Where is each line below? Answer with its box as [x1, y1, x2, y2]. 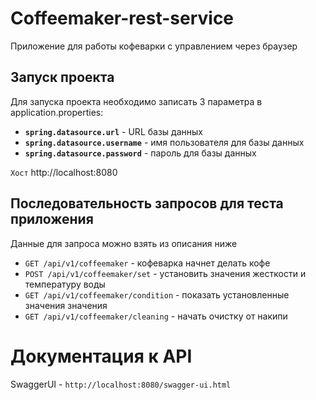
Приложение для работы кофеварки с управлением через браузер [10, 40, 298, 52]
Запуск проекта [10, 69, 115, 86]
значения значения [24, 299, 108, 311]
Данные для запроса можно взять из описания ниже [10, 237, 238, 249]
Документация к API [10, 345, 193, 367]
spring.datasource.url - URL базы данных [24, 125, 203, 137]
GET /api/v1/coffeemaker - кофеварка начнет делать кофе [24, 257, 271, 269]
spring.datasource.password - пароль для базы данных [24, 147, 257, 159]
